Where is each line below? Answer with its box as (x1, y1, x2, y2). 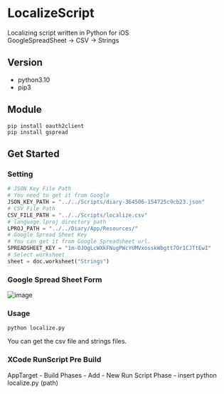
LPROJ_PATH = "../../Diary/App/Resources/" (7, 225, 139, 232)
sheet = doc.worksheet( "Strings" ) (7, 258, 110, 265)
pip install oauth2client (7, 122, 84, 129)
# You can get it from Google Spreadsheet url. (7, 238, 151, 246)
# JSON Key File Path (7, 185, 72, 192)
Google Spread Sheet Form (7, 275, 102, 285)
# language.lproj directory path (7, 218, 107, 225)
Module (7, 104, 42, 116)
